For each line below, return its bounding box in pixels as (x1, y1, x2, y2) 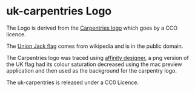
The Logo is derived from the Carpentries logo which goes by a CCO (6, 24, 177, 31)
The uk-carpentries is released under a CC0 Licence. (6, 79, 139, 86)
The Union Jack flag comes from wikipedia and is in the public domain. (6, 42, 183, 50)
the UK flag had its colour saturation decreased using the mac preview (6, 61, 182, 68)
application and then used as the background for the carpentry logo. (6, 67, 177, 74)
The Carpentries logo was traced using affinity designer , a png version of (6, 54, 189, 61)
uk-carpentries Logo (6, 4, 112, 18)
